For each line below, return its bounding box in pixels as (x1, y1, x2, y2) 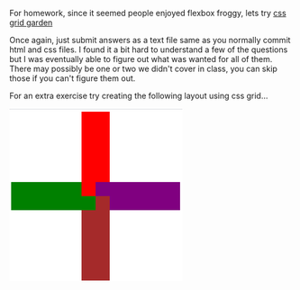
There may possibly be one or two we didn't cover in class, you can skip (9, 63, 277, 74)
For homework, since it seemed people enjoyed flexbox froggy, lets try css (9, 8, 286, 18)
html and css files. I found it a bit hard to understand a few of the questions (9, 44, 288, 55)
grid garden (9, 17, 53, 28)
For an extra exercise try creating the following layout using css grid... (9, 90, 268, 101)
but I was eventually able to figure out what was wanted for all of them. (9, 54, 273, 64)
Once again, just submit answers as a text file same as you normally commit (9, 35, 291, 45)
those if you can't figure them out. (9, 73, 136, 84)
